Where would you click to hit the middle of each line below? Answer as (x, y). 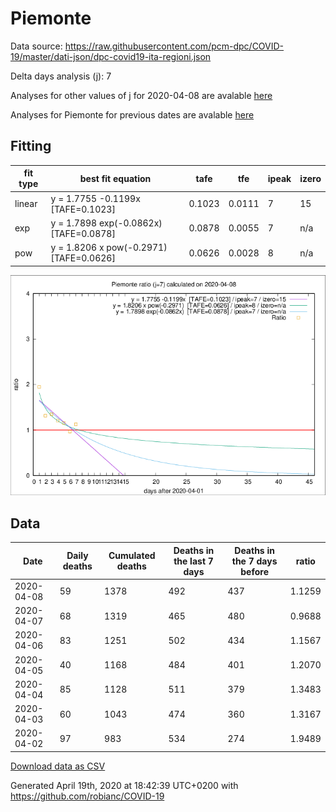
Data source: (36, 46)
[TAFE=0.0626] (83, 258)
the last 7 (193, 561)
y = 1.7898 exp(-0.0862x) (106, 223)
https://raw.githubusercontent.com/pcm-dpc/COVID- (174, 46)
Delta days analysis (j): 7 (61, 76)
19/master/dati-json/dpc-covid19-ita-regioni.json (111, 56)
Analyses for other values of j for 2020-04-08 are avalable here (141, 95)
